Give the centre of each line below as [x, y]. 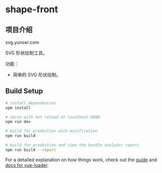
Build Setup [24, 91]
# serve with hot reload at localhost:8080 [53, 117]
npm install [18, 108]
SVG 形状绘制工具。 [26, 53]
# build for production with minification [51, 131]
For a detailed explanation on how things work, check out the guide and [81, 160]
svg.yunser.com [22, 42]
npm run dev [18, 122]
